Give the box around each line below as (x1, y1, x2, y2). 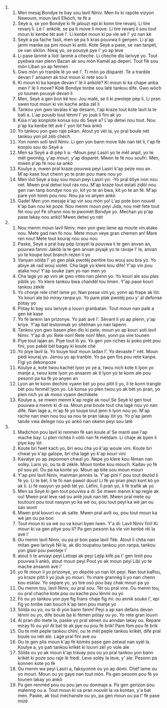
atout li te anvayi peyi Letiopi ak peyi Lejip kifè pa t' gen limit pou (17, 553, 152, 559)
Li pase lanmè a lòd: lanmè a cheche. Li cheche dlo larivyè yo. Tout (17, 53, 158, 59)
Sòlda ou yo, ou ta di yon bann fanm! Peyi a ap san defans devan (17, 607, 153, 612)
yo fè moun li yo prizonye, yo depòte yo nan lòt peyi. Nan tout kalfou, (17, 569, 161, 575)
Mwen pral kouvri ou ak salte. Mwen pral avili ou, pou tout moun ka (17, 510, 158, 516)
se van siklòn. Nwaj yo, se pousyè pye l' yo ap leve (17, 48, 124, 53)
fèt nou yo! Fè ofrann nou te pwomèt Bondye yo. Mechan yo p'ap (17, 209, 153, 215)
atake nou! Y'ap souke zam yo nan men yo (17, 268, 106, 274)
